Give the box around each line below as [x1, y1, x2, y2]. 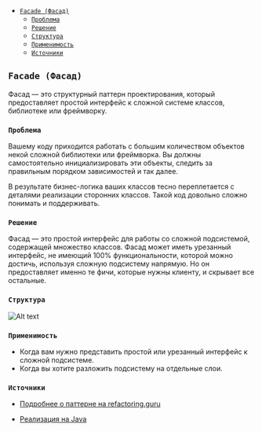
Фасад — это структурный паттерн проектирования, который [8, 89, 216, 98]
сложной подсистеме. [19, 355, 94, 364]
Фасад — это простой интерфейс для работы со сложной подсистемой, [8, 234, 250, 244]
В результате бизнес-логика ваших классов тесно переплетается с [8, 182, 235, 191]
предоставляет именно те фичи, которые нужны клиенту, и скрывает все [8, 267, 255, 277]
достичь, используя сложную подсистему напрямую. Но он [8, 259, 210, 269]
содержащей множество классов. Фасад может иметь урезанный [8, 242, 231, 252]
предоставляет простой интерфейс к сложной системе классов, [8, 98, 225, 107]
